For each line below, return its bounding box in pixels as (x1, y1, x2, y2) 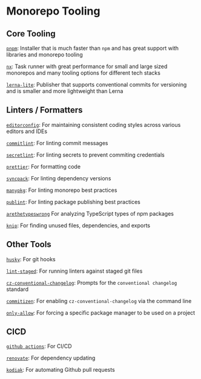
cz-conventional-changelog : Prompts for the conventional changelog (6, 279, 177, 286)
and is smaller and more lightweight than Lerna (6, 87, 124, 95)
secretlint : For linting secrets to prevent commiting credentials (6, 151, 165, 159)
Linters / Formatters (6, 105, 83, 115)
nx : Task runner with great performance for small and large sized (6, 63, 168, 70)
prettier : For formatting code (6, 163, 81, 170)
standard (6, 285, 29, 293)
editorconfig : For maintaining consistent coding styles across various (6, 121, 181, 128)
